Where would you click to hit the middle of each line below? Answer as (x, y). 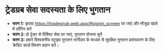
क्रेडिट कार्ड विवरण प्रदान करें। (35, 45)
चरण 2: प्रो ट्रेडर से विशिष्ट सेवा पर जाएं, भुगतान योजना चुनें (57, 34)
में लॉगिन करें (22, 29)
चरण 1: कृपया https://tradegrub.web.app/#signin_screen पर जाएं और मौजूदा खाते (85, 23)
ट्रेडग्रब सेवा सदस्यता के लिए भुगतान (58, 10)
